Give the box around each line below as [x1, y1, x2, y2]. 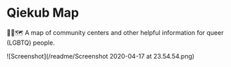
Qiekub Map [6, 5, 79, 21]
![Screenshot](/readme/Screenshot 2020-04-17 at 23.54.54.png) [6, 52, 195, 60]
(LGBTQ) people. [6, 38, 56, 47]
